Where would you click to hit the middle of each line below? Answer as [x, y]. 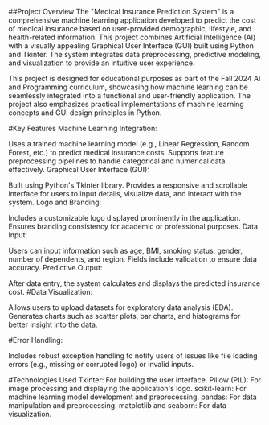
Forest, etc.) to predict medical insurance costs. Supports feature [116, 153]
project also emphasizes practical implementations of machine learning [126, 104]
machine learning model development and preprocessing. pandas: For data [132, 397]
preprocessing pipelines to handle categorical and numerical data [117, 161]
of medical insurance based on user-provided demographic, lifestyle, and [130, 29]
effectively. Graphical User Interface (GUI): [79, 169]
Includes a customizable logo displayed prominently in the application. [124, 218]
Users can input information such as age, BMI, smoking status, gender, [126, 250]
